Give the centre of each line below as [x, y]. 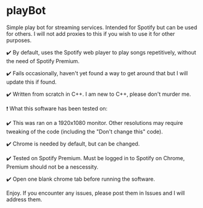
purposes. [19, 40]
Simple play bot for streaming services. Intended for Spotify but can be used [102, 27]
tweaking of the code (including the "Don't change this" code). [85, 132]
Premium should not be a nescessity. [52, 167]
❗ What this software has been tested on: [57, 108]
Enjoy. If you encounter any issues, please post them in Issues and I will [95, 193]
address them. [24, 199]
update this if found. [32, 82]
